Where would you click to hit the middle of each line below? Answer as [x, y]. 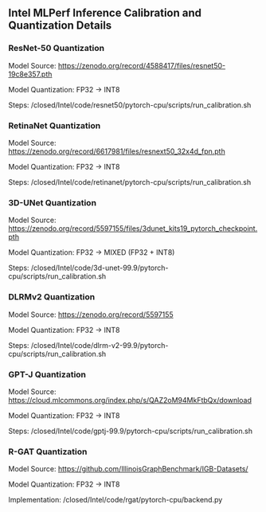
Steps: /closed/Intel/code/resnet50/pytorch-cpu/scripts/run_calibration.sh [130, 105]
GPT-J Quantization [47, 374]
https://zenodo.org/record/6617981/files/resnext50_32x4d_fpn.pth [117, 151]
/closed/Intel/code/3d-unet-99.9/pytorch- [100, 268]
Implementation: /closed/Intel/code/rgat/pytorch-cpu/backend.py [115, 500]
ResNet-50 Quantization [57, 49]
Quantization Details [60, 26]
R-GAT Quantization [48, 451]
